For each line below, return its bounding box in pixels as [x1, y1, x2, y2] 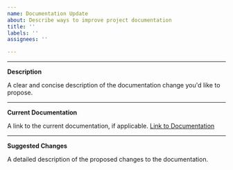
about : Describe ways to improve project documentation [7, 17, 172, 24]
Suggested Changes [7, 142, 68, 150]
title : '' [7, 23, 36, 30]
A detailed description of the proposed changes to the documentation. [7, 155, 209, 164]
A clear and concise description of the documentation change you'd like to [7, 81, 221, 90]
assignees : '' [7, 36, 49, 43]
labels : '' [7, 29, 39, 37]
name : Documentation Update [7, 10, 89, 17]
